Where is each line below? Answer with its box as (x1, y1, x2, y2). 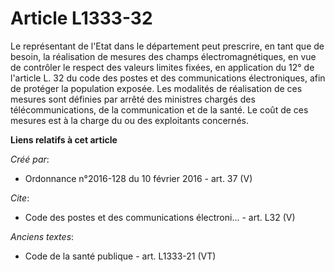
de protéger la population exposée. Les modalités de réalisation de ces (10, 82, 303, 94)
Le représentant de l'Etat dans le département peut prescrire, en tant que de (10, 40, 325, 52)
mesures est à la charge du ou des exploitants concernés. (10, 114, 249, 126)
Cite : (10, 192, 30, 204)
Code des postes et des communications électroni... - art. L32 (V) (24, 211, 296, 223)
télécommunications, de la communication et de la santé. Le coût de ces (10, 103, 309, 116)
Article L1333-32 (10, 7, 153, 30)
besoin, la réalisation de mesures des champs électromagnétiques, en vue (10, 50, 317, 62)
